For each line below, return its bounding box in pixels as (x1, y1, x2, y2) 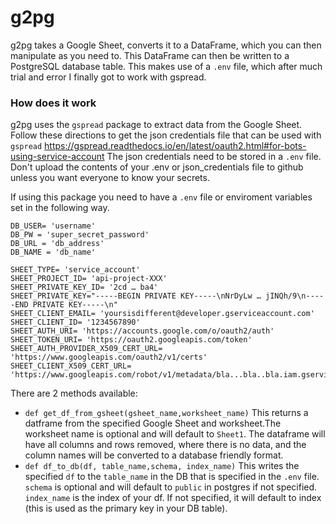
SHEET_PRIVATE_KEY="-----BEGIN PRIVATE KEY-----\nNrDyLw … (10, 291, 262, 301)
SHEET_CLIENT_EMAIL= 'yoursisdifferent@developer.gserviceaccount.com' (10, 309, 315, 319)
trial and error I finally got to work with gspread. (10, 71, 207, 83)
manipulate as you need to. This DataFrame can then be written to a (10, 49, 290, 61)
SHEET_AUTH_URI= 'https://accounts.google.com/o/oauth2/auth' (10, 326, 275, 336)
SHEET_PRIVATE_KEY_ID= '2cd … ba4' (10, 282, 159, 293)
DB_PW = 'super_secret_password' (10, 230, 150, 240)
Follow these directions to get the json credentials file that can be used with (10, 129, 322, 141)
